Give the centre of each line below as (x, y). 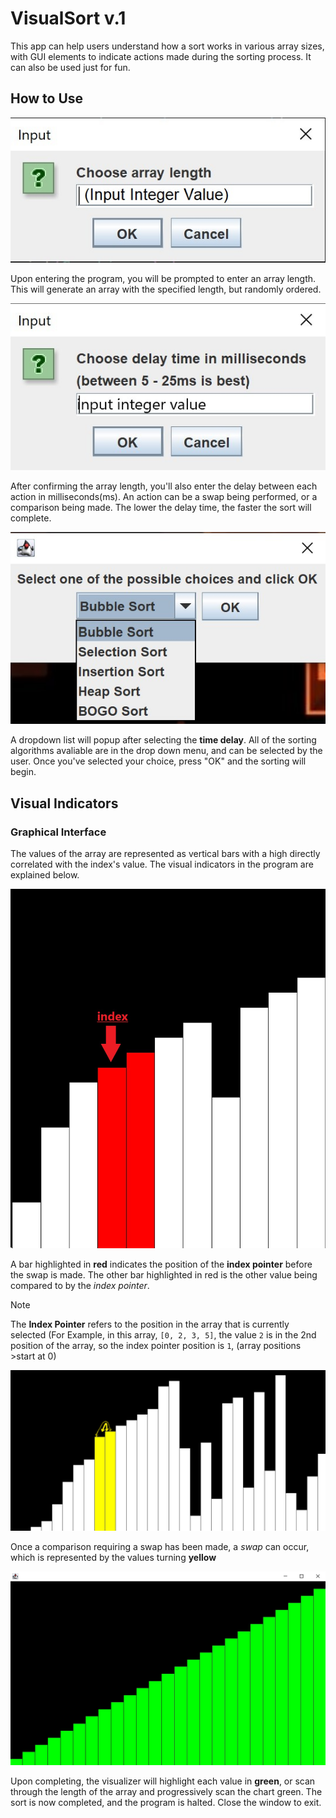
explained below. (45, 875)
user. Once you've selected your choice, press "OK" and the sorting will (158, 761)
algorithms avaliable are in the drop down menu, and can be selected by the (166, 751)
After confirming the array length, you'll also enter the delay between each (164, 486)
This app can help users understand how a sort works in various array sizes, (167, 46)
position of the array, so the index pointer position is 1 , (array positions (156, 1345)
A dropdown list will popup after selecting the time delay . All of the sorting (163, 740)
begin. (23, 772)
